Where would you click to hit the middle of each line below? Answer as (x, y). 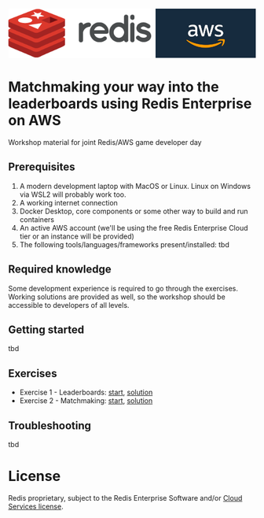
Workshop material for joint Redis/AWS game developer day (105, 142)
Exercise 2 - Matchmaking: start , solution (86, 401)
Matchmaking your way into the (114, 87)
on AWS (35, 121)
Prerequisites (42, 167)
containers (37, 219)
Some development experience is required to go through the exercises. (123, 288)
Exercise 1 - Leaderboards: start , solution (86, 392)
